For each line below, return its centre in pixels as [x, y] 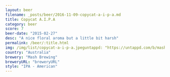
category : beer [21, 24]
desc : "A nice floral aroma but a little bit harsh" [62, 38]
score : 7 [14, 29]
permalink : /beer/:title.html [37, 43]
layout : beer [19, 10]
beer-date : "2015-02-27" [31, 33]
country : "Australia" [28, 52]
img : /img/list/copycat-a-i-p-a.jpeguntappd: [54, 48]
